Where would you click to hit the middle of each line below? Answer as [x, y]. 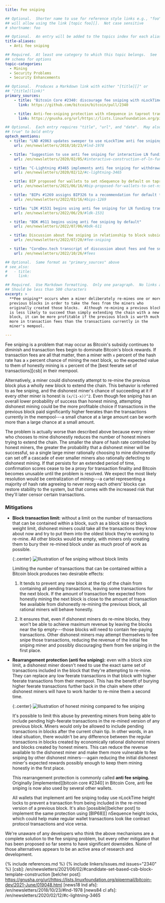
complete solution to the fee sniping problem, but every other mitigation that [82, 839]
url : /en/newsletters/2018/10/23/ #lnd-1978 [59, 145]
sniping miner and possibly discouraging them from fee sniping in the [90, 645]
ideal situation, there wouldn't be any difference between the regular [82, 737]
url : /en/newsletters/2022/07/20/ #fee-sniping [62, 240]
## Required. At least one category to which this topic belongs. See [81, 55]
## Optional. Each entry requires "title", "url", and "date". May [78, 127]
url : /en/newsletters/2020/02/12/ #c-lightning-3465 [68, 173]
